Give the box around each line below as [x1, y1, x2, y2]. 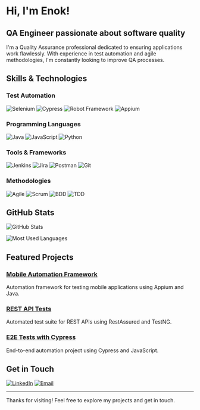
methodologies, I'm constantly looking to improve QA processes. [6, 57, 165, 63]
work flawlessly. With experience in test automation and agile [6, 50, 157, 57]
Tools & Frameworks [6, 148, 67, 156]
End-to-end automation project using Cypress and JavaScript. [6, 347, 159, 354]
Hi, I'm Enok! [6, 4, 70, 18]
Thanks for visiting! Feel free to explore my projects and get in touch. [6, 397, 176, 404]
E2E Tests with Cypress [6, 333, 76, 341]
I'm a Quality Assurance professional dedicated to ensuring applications [6, 44, 183, 51]
